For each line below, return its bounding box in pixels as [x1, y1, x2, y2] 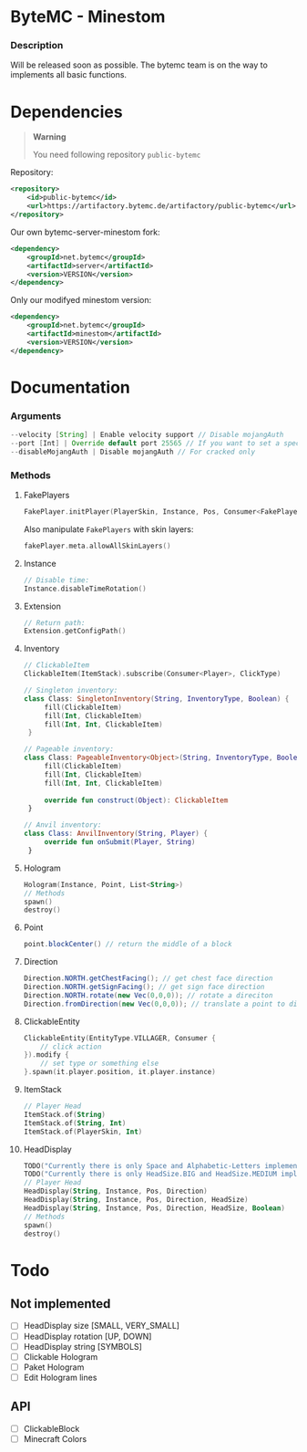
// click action [40, 1042, 102, 1051]
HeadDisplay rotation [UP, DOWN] [23, 1331, 152, 1342]
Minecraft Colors [23, 1433, 87, 1444]
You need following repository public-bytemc [32, 149, 201, 161]
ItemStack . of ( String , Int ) [23, 1118, 127, 1128]
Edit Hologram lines [23, 1372, 97, 1383]
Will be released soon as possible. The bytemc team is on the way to [10, 59, 268, 70]
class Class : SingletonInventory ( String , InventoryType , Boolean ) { [23, 694, 290, 704]
